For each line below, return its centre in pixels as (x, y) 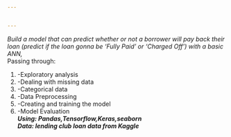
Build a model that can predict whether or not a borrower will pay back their (116, 39)
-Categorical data (42, 89)
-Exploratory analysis (48, 74)
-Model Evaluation (43, 111)
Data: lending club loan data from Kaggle (78, 126)
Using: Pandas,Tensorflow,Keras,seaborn (79, 118)
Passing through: (32, 61)
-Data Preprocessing (47, 96)
